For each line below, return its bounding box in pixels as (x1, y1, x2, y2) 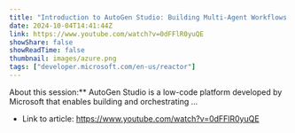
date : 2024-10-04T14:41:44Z (9, 21, 113, 30)
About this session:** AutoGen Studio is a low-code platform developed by (9, 86, 283, 98)
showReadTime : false (9, 46, 86, 55)
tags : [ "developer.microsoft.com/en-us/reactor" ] (9, 63, 197, 72)
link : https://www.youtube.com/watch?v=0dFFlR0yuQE (9, 29, 204, 38)
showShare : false (9, 37, 74, 47)
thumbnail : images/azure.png (9, 54, 117, 63)
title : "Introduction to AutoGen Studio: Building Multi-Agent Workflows (9, 12, 288, 22)
